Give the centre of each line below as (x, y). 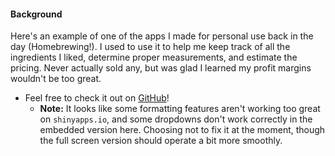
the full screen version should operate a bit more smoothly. (161, 141)
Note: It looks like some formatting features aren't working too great (180, 109)
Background (36, 14)
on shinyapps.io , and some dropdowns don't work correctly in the (176, 119)
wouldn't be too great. (56, 79)
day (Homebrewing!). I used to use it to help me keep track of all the (150, 47)
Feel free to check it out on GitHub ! (97, 98)
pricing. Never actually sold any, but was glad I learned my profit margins (161, 68)
